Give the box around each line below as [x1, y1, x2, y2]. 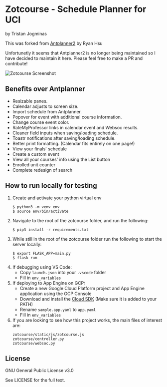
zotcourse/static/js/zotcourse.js [12, 332, 84, 337]
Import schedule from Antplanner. [12, 108, 82, 114]
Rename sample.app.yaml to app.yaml [19, 306, 96, 313]
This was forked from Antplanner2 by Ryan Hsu [5, 40, 103, 46]
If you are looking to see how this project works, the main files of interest [12, 317, 163, 323]
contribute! [5, 60, 28, 66]
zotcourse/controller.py [12, 336, 64, 342]
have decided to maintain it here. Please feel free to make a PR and [5, 55, 143, 61]
